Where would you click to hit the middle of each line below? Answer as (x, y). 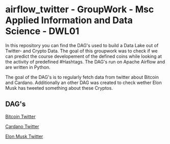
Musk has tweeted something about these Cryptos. (59, 88)
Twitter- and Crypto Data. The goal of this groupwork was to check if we (81, 51)
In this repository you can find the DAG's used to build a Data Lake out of (82, 45)
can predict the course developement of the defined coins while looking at (84, 56)
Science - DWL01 (42, 31)
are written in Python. (28, 67)
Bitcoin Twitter (20, 116)
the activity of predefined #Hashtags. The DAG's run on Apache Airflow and (85, 61)
